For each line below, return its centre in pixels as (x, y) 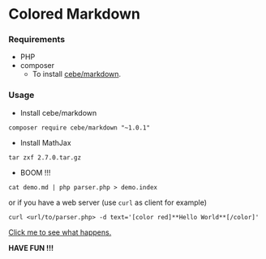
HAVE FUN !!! (31, 248)
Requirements (37, 40)
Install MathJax (45, 142)
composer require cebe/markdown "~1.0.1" (79, 127)
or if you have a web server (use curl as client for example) (108, 202)
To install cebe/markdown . (77, 74)
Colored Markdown (74, 14)
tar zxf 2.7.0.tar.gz (45, 157)
